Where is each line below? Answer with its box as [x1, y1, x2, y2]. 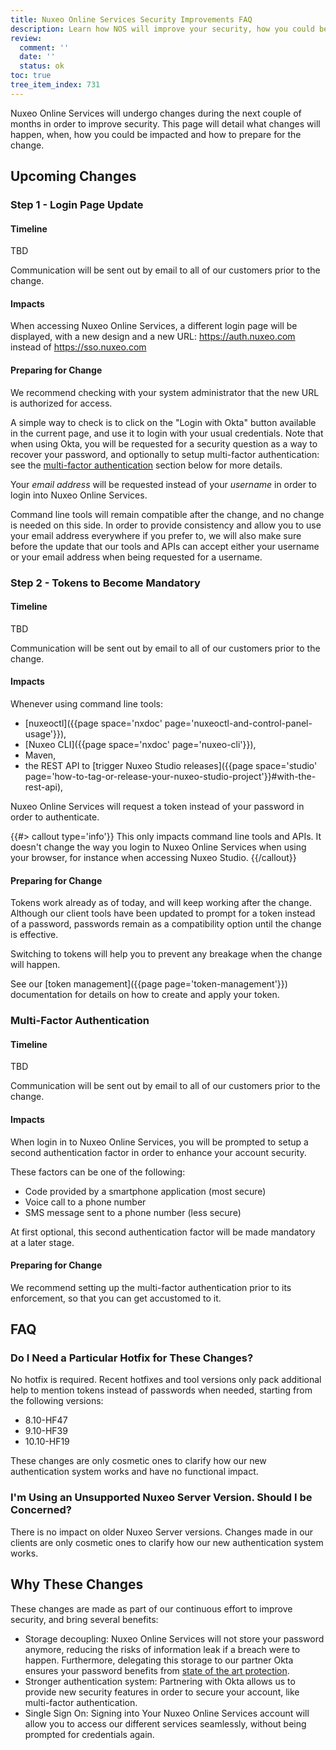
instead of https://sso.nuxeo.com [10, 341, 147, 353]
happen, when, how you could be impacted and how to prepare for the [10, 128, 302, 140]
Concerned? [10, 1503, 72, 1517]
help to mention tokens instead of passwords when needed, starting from [10, 1384, 313, 1396]
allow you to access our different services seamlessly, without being [24, 1717, 307, 1730]
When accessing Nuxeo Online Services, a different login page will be [10, 320, 298, 332]
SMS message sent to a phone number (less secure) [24, 1206, 242, 1218]
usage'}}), [24, 728, 67, 740]
